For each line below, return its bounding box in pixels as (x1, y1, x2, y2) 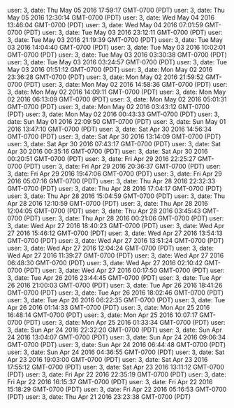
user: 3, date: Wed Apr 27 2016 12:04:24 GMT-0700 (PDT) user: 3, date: (7, 244, 214, 252)
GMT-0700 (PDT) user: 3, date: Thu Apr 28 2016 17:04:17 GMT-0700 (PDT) (7, 185, 222, 192)
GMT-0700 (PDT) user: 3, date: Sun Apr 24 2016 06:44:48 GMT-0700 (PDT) (7, 341, 226, 349)
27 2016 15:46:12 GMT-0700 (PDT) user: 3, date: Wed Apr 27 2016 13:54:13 (7, 229, 224, 237)
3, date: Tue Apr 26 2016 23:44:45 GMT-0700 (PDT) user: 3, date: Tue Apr (7, 274, 222, 282)
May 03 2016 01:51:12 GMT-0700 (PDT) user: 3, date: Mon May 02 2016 (7, 66, 213, 73)
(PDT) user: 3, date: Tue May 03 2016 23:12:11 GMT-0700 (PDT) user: (23, 28, 223, 36)
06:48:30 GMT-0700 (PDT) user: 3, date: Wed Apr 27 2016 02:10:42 (7, 259, 203, 267)
